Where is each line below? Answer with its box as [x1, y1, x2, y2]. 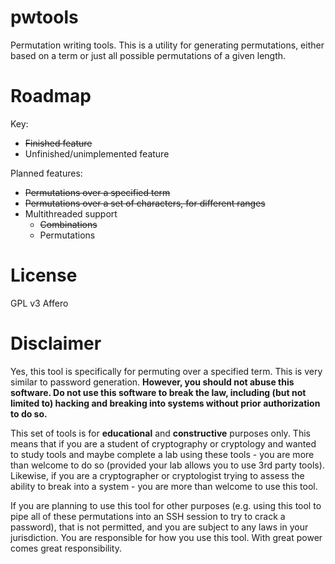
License [10, 264, 78, 287]
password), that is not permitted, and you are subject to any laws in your [10, 521, 309, 533]
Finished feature [24, 137, 93, 149]
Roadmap [10, 85, 92, 108]
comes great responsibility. [10, 542, 122, 554]
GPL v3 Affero [10, 297, 69, 309]
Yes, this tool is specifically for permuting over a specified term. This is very [10, 365, 323, 377]
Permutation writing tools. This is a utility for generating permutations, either [10, 39, 325, 51]
